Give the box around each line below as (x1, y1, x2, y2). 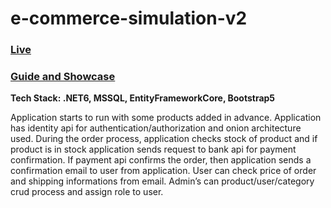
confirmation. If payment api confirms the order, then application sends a (10, 154, 312, 166)
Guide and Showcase (10, 70, 116, 84)
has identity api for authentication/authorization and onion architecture (10, 122, 302, 134)
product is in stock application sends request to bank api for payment (10, 143, 297, 156)
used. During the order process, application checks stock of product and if (10, 133, 318, 145)
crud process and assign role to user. (10, 186, 164, 198)
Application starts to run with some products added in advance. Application (10, 112, 322, 124)
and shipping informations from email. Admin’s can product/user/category (10, 175, 315, 187)
